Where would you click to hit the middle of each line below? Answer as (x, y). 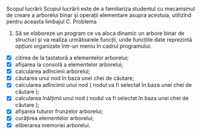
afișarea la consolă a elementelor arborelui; (69, 65)
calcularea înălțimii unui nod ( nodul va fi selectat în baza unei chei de (102, 98)
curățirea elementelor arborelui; (54, 118)
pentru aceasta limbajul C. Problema (51, 21)
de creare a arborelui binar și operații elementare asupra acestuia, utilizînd (99, 15)
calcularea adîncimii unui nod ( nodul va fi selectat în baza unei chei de (103, 85)
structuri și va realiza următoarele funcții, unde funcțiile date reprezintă (104, 40)
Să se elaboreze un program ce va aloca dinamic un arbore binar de (100, 33)
